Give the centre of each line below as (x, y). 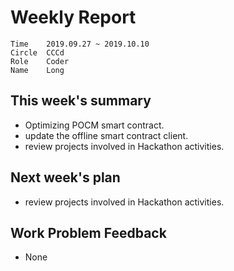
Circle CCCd (37, 52)
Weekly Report (73, 17)
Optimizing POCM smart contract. (94, 125)
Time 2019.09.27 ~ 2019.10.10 (80, 44)
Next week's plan (65, 177)
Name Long (37, 70)
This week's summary (81, 101)
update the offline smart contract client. (106, 135)
